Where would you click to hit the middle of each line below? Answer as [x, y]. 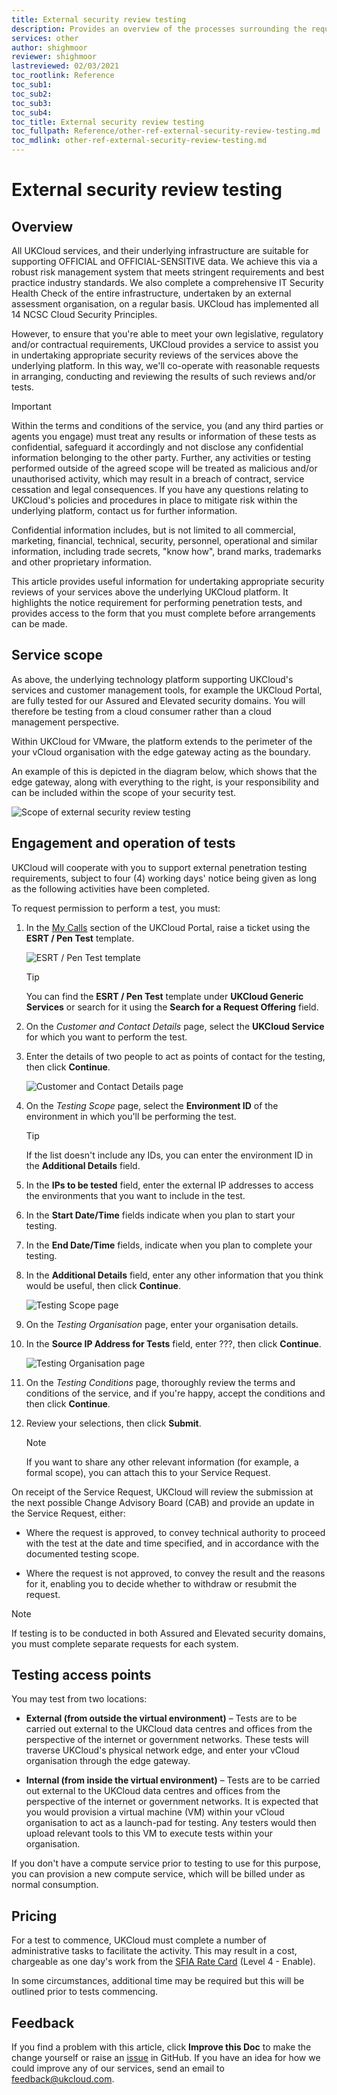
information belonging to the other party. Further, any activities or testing [161, 457]
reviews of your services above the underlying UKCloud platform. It [150, 592]
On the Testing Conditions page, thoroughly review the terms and [160, 1382]
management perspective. [65, 722]
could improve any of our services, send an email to [118, 2068]
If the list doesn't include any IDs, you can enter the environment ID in [169, 1155]
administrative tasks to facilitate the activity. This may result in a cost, [154, 1951]
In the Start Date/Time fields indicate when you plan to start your [160, 1215]
